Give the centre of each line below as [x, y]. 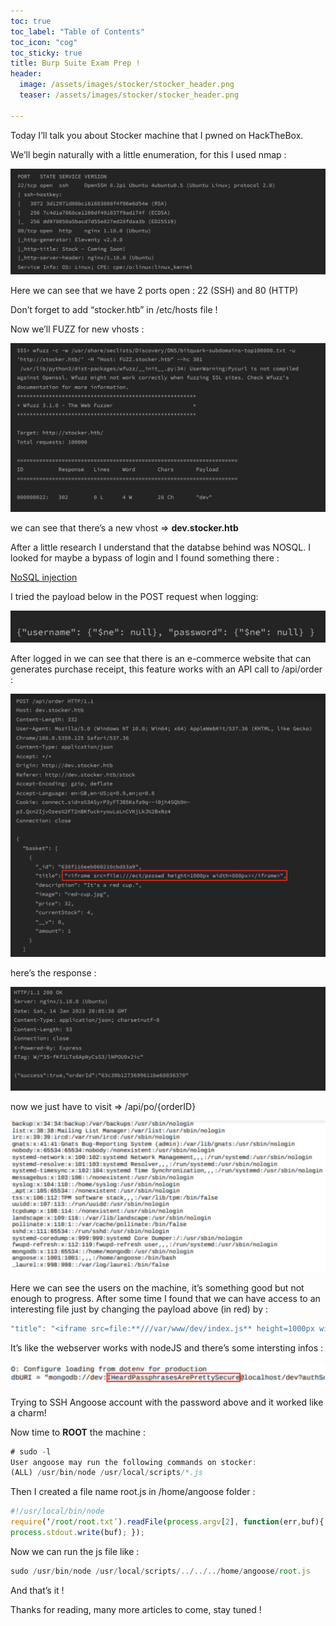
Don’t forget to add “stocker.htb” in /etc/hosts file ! [114, 310]
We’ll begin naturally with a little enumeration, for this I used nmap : [148, 154]
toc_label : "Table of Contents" [77, 31]
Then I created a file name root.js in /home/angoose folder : [133, 1492]
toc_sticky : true [46, 53]
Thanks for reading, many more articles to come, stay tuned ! [136, 1609]
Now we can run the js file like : [75, 1551]
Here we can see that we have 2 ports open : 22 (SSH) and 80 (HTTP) [154, 291]
